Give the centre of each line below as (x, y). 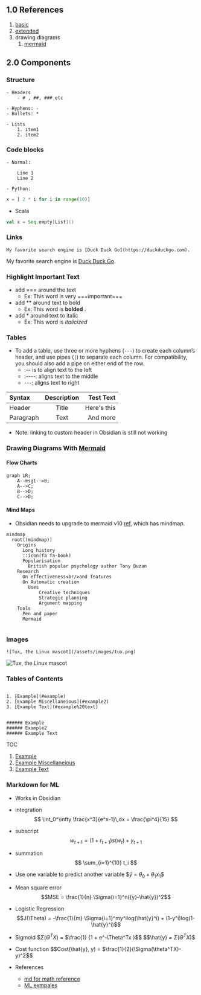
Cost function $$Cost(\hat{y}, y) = (58, 949)
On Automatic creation (51, 582)
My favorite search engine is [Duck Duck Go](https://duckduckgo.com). (98, 250)
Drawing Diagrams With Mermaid (56, 448)
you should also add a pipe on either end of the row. (80, 363)
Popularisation (41, 561)
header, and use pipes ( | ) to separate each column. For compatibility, (101, 357)
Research (28, 571)
